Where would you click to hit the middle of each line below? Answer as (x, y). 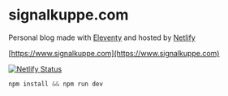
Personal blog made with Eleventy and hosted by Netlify (102, 37)
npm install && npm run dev (56, 84)
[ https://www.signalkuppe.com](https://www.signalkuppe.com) (114, 53)
